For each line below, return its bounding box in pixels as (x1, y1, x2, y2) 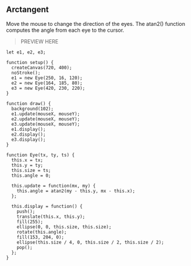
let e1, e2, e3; (6, 49, 46, 55)
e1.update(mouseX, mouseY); (11, 111, 81, 117)
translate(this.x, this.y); (16, 214, 85, 220)
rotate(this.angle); (16, 229, 67, 235)
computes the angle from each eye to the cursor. (6, 26, 125, 33)
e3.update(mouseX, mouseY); (11, 121, 81, 127)
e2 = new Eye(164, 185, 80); (11, 80, 83, 86)
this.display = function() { (11, 203, 83, 209)
